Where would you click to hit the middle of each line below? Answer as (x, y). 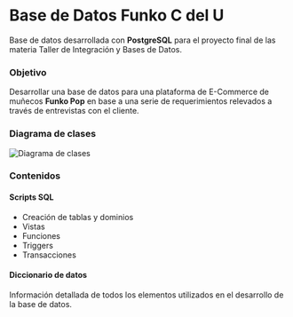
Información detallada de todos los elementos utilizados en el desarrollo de (146, 295)
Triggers (37, 245)
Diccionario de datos (48, 275)
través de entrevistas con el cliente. (74, 111)
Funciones (41, 235)
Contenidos (35, 176)
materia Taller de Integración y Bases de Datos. (95, 49)
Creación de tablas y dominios (78, 217)
